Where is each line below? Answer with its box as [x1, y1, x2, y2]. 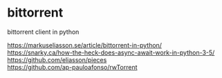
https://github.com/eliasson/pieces [7, 55, 107, 64]
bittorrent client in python [7, 28, 80, 36]
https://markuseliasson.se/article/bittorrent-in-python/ [7, 41, 163, 49]
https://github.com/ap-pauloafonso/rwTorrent [7, 63, 138, 71]
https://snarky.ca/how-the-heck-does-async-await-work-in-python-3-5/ [7, 48, 215, 57]
